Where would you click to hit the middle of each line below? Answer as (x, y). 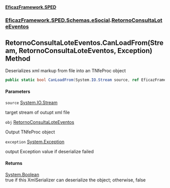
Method (18, 58)
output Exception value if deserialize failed (50, 152)
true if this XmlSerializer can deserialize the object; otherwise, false (75, 180)
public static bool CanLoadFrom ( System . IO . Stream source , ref (72, 80)
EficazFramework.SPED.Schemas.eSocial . (59, 20)
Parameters (18, 91)
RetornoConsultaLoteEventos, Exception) (86, 51)
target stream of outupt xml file (37, 112)
